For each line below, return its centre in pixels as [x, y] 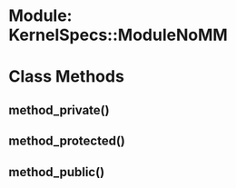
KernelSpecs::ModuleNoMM [118, 35]
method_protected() [67, 141]
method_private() [59, 110]
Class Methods [66, 77]
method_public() [57, 172]
